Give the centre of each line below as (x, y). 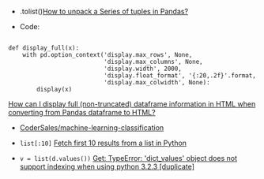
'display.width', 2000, (143, 69)
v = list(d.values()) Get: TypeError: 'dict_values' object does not (128, 158)
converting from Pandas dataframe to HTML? (82, 112)
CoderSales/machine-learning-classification (92, 128)
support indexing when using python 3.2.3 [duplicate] (107, 166)
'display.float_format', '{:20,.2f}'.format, (180, 76)
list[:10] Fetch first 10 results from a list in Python (103, 143)
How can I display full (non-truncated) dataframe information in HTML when (132, 104)
